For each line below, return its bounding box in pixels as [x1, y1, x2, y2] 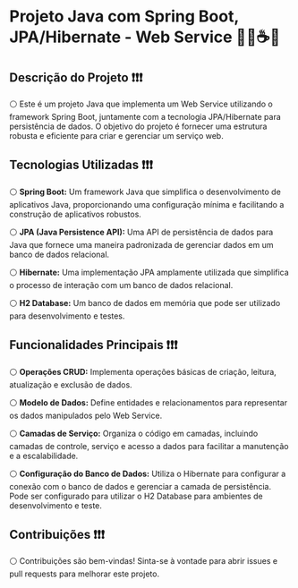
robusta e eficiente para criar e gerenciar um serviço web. [9, 131, 224, 141]
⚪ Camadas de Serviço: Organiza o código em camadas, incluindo [9, 428, 259, 439]
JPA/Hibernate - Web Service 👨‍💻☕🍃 [9, 27, 281, 47]
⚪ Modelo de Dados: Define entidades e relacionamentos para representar [9, 396, 288, 408]
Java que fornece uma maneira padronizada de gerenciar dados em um [9, 239, 274, 250]
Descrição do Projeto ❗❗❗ [9, 70, 143, 85]
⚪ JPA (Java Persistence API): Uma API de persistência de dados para [9, 226, 274, 237]
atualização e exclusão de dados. [9, 379, 132, 390]
